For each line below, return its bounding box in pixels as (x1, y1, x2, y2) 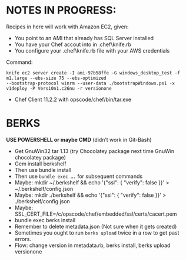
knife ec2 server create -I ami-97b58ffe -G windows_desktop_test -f (6, 70, 181, 76)
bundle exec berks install (14, 216, 75, 223)
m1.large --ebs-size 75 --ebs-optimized (6, 75, 107, 81)
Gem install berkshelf (14, 160, 67, 167)
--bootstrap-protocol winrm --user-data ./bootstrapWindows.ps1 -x (6, 80, 175, 86)
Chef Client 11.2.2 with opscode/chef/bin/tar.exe (14, 96, 132, 103)
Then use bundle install (14, 166, 72, 173)
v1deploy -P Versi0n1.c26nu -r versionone (6, 85, 112, 92)
